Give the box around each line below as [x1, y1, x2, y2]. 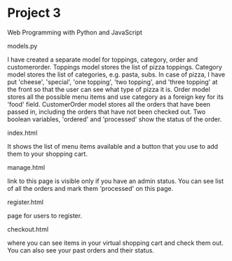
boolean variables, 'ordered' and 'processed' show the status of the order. [7, 114, 222, 123]
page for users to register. [7, 211, 83, 220]
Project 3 [7, 5, 61, 21]
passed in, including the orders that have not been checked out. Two [7, 107, 206, 116]
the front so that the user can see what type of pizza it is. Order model [7, 85, 210, 93]
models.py [7, 41, 38, 50]
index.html [7, 128, 38, 137]
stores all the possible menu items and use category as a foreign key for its [7, 93, 224, 101]
